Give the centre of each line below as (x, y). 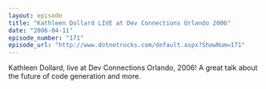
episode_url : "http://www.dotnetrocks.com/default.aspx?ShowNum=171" (127, 45)
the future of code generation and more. (75, 76)
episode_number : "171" (46, 38)
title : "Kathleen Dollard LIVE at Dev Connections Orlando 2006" (119, 23)
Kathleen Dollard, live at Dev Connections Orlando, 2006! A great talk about (133, 68)
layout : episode (35, 15)
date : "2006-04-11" (41, 30)
